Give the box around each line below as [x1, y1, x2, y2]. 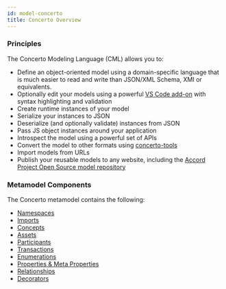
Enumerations [16, 253, 57, 261]
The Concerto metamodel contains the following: [7, 196, 145, 204]
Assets [16, 231, 37, 239]
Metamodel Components [7, 180, 92, 189]
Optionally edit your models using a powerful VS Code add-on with [16, 90, 207, 98]
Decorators [16, 275, 49, 283]
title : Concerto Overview [7, 16, 81, 23]
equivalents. [16, 82, 52, 91]
